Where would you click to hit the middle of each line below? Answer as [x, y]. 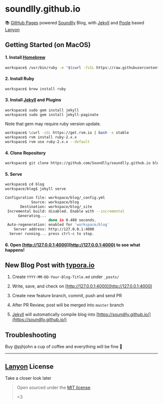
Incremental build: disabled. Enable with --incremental [66, 211]
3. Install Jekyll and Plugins [33, 100]
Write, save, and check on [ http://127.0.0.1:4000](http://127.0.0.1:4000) [82, 286]
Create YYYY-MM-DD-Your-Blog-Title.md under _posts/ [65, 277]
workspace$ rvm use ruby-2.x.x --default [48, 142]
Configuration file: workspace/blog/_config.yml [55, 198]
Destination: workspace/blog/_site [56, 207]
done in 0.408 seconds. [72, 220]
